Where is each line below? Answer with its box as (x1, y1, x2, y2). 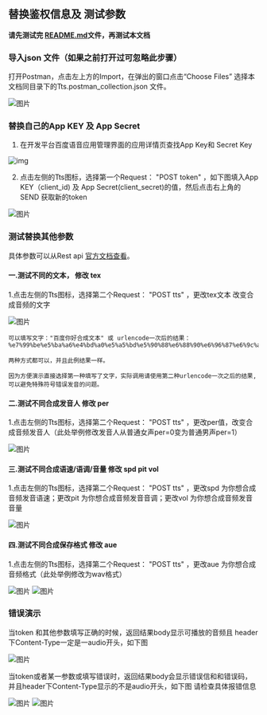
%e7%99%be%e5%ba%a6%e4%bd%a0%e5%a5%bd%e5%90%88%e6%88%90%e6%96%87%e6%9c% (8, 341, 258, 349)
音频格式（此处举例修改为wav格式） (8, 569, 126, 579)
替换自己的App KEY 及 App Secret (8, 120, 141, 132)
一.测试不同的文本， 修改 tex (8, 270, 102, 281)
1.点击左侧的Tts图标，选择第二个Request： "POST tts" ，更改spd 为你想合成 (8, 483, 257, 493)
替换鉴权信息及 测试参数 (8, 7, 126, 22)
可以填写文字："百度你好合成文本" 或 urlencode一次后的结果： (8, 334, 191, 342)
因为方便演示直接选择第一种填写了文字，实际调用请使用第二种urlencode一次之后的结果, (8, 371, 257, 380)
